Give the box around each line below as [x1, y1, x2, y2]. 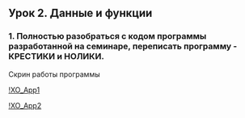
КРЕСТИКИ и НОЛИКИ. [8, 51, 105, 62]
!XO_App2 [8, 100, 42, 110]
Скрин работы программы [8, 69, 100, 79]
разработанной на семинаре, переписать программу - [8, 40, 238, 52]
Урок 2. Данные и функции [8, 6, 153, 20]
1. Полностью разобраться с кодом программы [8, 31, 207, 42]
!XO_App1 [8, 85, 40, 95]
